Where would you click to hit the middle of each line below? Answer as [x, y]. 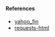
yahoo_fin [26, 21]
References [20, 8]
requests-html [32, 28]
